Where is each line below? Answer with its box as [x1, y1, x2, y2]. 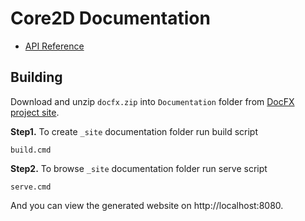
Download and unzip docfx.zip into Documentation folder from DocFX [10, 95, 295, 107]
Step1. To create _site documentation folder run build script [10, 125, 259, 137]
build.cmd [10, 145, 52, 155]
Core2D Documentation [10, 7, 211, 30]
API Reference [24, 40, 85, 52]
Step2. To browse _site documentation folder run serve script [10, 162, 268, 174]
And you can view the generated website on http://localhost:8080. [10, 199, 284, 211]
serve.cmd [10, 182, 52, 192]
